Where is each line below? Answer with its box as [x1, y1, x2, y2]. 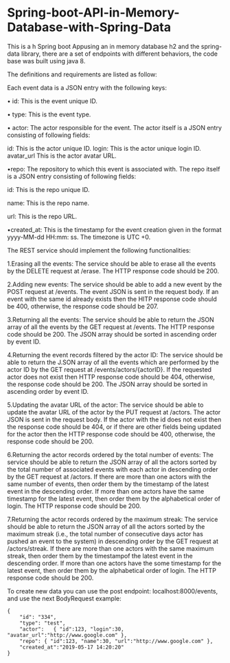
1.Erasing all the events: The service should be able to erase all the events [7, 260, 216, 268]
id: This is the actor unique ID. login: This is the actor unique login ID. [7, 144, 201, 152]
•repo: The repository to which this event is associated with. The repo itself [7, 165, 220, 173]
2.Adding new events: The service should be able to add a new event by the [7, 280, 222, 288]
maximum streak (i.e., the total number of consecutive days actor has [7, 529, 204, 538]
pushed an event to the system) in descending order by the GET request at [7, 537, 218, 545]
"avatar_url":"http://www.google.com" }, [7, 631, 128, 638]
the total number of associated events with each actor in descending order [7, 465, 218, 473]
